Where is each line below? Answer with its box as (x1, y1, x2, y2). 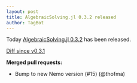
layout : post (6, 8, 39, 15)
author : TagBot (6, 20, 44, 25)
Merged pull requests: (6, 59, 63, 66)
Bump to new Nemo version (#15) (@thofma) (14, 71, 126, 78)
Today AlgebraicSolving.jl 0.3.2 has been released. (6, 36, 132, 43)
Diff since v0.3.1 (6, 47, 45, 55)
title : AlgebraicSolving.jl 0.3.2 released (6, 14, 117, 20)
